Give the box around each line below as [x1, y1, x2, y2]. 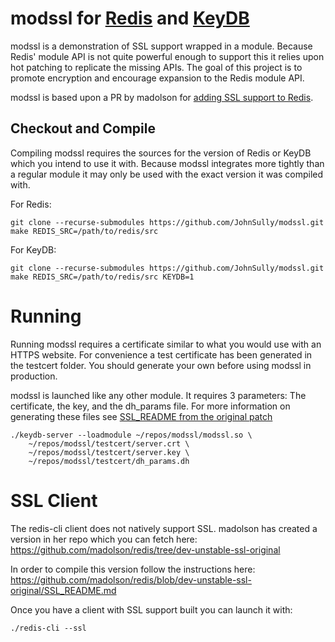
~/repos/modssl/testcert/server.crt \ [28, 438, 190, 449]
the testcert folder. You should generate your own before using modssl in [10, 359, 312, 371]
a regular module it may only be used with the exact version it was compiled [10, 168, 324, 180]
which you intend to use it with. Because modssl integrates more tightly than [10, 157, 325, 169]
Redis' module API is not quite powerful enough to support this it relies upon [10, 50, 325, 62]
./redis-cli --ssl [10, 623, 87, 633]
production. [10, 370, 58, 382]
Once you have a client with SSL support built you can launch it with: [10, 603, 293, 616]
